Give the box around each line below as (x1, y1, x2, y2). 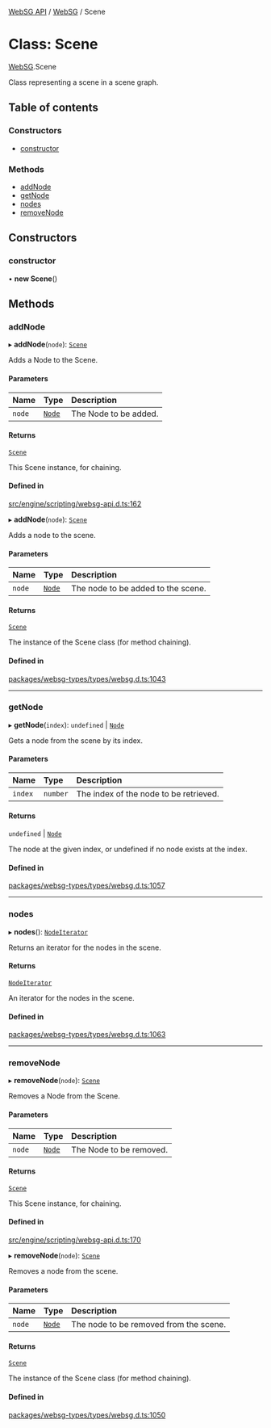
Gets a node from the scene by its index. (8, 735, 144, 745)
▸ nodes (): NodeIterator (8, 926, 89, 936)
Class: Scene (8, 36, 98, 53)
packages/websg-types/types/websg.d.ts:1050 (8, 1409, 166, 1420)
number (43, 789, 69, 799)
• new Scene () (8, 274, 58, 283)
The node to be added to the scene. (71, 583, 207, 594)
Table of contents (8, 101, 98, 115)
